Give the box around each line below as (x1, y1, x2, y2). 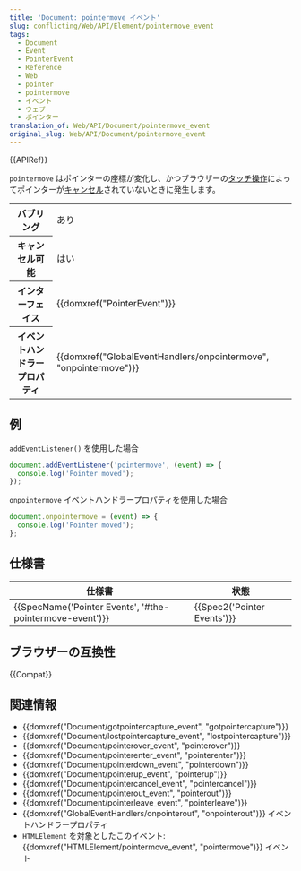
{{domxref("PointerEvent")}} (56, 297, 176, 309)
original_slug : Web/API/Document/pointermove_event (9, 130, 206, 139)
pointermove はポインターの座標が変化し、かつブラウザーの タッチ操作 (9, 172, 268, 184)
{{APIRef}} (9, 154, 48, 165)
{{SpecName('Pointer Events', (13, 600, 140, 613)
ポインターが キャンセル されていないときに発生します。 (16, 184, 221, 194)
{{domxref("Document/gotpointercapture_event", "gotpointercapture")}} (21, 721, 289, 732)
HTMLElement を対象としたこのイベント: (21, 831, 166, 841)
